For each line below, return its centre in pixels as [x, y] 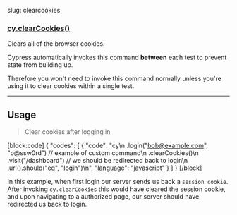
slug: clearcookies [34, 10]
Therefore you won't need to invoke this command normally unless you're [115, 79]
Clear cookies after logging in [67, 132]
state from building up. [40, 65]
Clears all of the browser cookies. [56, 44]
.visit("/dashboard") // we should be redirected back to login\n [98, 161]
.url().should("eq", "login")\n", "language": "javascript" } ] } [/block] [105, 168]
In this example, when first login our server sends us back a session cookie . [118, 182]
